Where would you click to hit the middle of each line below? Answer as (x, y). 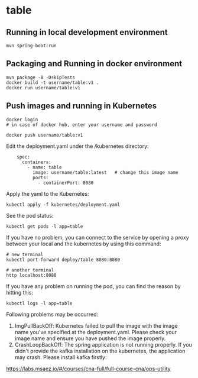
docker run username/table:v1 (43, 88)
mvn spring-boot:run (32, 46)
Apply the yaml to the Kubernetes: (48, 193)
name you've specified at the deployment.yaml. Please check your (96, 332)
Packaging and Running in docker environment (94, 64)
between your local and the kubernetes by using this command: (84, 244)
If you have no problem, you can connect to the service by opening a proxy (98, 237)
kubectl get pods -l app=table (45, 226)
